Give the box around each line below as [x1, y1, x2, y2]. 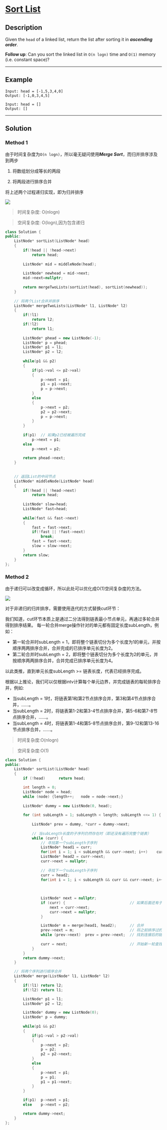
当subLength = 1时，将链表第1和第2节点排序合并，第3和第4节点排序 [12, 695, 152, 701]
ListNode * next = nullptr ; [40, 896, 97, 901]
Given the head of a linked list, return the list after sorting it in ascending [5, 36, 153, 42]
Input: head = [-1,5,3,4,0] [5, 88, 64, 94]
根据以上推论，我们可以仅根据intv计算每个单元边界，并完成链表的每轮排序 [5, 678, 157, 684]
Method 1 [5, 139, 28, 146]
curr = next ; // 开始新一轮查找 [40, 941, 163, 947]
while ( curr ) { [31, 835, 64, 840]
